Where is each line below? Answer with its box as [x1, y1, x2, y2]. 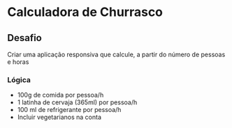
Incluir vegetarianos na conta [17, 113, 102, 122]
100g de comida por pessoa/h [17, 91, 104, 99]
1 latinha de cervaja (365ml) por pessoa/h [17, 98, 138, 106]
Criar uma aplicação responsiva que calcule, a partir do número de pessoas [7, 50, 226, 58]
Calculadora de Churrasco [7, 4, 163, 20]
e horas [7, 58, 29, 66]
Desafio [7, 32, 42, 44]
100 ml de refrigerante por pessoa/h [17, 106, 122, 114]
